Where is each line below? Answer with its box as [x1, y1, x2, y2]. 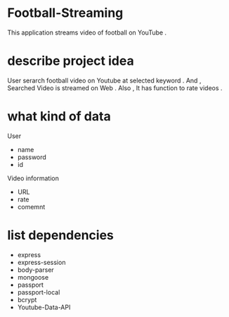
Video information [7, 174, 60, 182]
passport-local [17, 287, 60, 297]
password [17, 153, 47, 161]
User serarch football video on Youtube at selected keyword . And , [7, 76, 202, 85]
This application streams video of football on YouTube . [7, 28, 167, 37]
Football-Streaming [7, 5, 124, 21]
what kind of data [7, 108, 111, 125]
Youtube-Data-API [17, 303, 71, 311]
